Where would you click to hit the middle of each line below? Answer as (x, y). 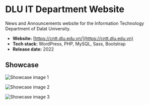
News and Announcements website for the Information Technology (75, 23)
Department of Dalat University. (38, 28)
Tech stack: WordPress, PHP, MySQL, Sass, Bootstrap (69, 43)
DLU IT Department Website (65, 9)
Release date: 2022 (33, 49)
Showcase (22, 65)
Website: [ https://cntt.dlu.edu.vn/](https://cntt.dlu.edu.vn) (73, 38)
